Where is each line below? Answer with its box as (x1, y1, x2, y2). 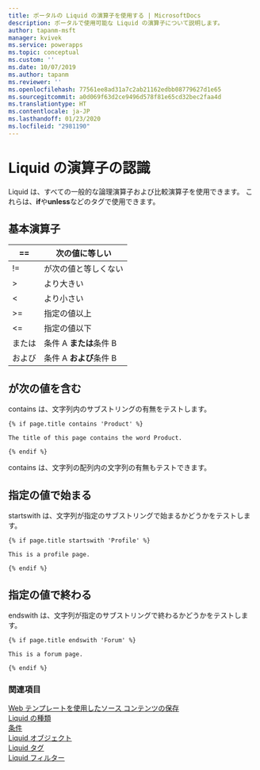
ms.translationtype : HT (8, 100, 87, 108)
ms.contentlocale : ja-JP (8, 108, 90, 116)
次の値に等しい (55, 248, 113, 259)
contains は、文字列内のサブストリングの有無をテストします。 (8, 404, 212, 414)
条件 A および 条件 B (44, 352, 117, 364)
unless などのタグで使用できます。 (47, 196, 160, 206)
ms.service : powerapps (8, 41, 83, 49)
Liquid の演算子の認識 (8, 159, 151, 177)
